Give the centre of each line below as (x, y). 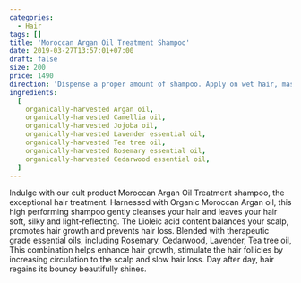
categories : (31, 17)
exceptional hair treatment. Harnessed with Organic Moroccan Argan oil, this (150, 202)
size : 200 (28, 68)
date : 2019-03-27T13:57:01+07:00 (72, 51)
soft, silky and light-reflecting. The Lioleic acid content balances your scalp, (149, 221)
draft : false (34, 59)
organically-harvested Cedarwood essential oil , (118, 159)
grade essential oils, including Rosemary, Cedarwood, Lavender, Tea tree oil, (150, 240)
